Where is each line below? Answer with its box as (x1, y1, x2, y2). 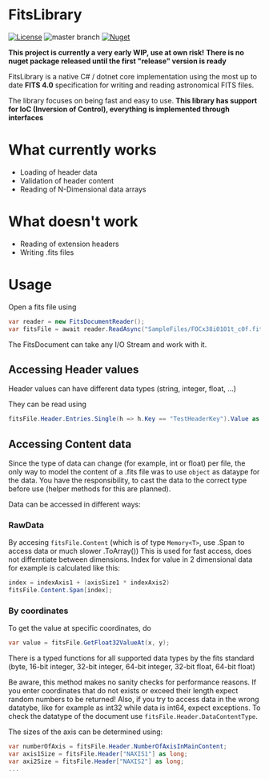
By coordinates (8, 605, 69, 616)
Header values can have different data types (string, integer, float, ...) (8, 384, 237, 394)
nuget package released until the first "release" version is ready (8, 56, 227, 66)
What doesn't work (8, 212, 139, 231)
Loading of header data (19, 167, 98, 177)
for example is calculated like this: (8, 563, 120, 573)
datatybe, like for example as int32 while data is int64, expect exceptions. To (8, 703, 261, 712)
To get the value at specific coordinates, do (8, 624, 152, 633)
